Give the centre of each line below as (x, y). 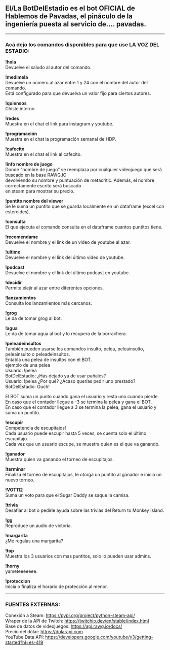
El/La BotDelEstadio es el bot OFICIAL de (70, 8)
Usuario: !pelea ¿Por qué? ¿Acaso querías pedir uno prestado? (70, 381)
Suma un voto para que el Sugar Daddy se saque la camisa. (68, 495)
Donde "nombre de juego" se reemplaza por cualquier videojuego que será (83, 170)
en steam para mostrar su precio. (40, 191)
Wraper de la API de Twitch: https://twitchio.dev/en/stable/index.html (77, 621)
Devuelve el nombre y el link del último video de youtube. (65, 257)
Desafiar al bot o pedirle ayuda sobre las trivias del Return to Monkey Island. (85, 510)
